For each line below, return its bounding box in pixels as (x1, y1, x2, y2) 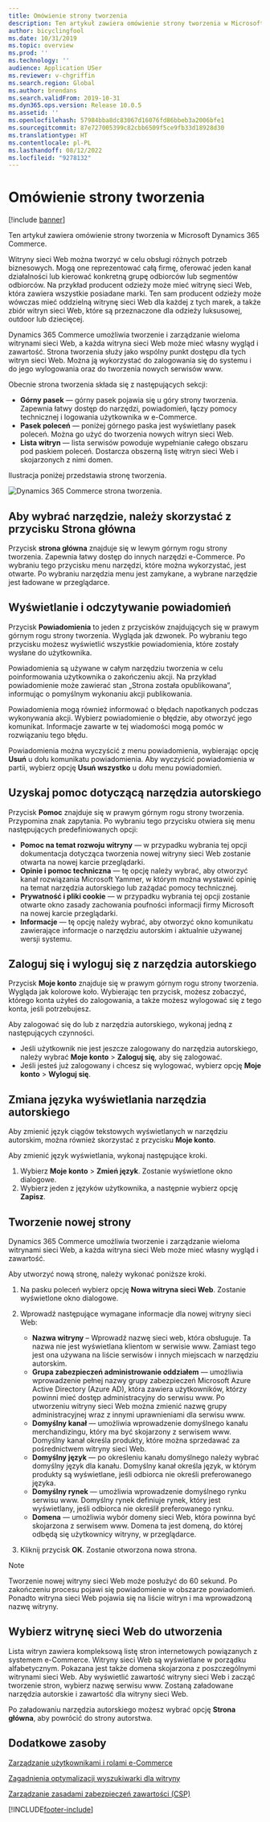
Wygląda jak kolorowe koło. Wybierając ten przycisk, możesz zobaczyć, (8, 987, 247, 997)
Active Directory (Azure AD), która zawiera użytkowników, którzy (31, 1384, 247, 1394)
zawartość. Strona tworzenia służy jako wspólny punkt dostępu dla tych (8, 347, 247, 357)
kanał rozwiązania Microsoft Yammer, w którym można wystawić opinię (19, 874, 257, 884)
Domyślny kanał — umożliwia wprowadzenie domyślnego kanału (31, 1419, 248, 1428)
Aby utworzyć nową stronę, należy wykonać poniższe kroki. (8, 1269, 207, 1279)
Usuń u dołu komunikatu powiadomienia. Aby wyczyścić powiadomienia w (8, 754, 256, 764)
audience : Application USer (8, 64, 103, 72)
